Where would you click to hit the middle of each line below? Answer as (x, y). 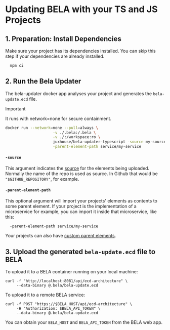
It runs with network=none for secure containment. (58, 118)
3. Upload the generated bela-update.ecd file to (80, 252)
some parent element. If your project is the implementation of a (71, 207)
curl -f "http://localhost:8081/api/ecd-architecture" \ (67, 281)
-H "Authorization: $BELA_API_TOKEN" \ (58, 309)
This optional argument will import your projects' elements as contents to (81, 201)
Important (15, 109)
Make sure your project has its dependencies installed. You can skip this (80, 51)
